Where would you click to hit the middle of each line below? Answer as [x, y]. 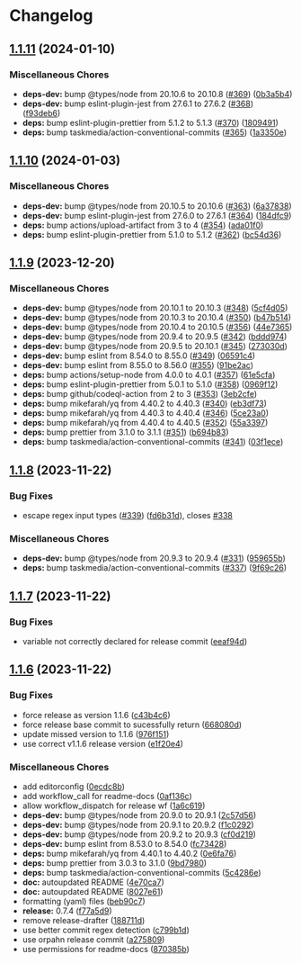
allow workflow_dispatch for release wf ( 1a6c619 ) [114, 805]
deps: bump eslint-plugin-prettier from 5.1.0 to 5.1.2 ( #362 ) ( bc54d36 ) [152, 234]
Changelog [51, 16]
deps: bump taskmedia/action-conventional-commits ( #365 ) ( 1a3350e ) [155, 132]
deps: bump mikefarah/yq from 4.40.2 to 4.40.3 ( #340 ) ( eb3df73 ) [145, 404]
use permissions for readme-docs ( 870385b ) [106, 949]
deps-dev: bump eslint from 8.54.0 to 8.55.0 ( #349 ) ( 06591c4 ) [139, 355]
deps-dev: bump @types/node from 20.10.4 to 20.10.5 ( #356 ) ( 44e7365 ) [157, 327]
